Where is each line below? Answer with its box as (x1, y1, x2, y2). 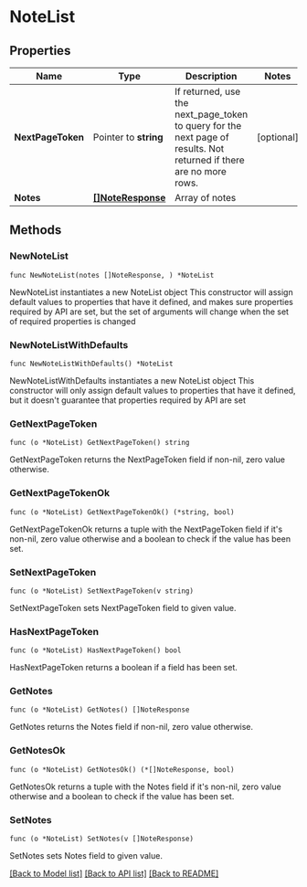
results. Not (175, 143, 225, 154)
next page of (175, 131, 230, 143)
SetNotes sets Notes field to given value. (9, 850, 163, 861)
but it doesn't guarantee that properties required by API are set (9, 395, 247, 406)
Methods (9, 222, 62, 238)
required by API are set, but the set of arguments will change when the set (9, 306, 290, 317)
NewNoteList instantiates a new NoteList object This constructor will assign (9, 286, 294, 298)
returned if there (175, 153, 245, 166)
